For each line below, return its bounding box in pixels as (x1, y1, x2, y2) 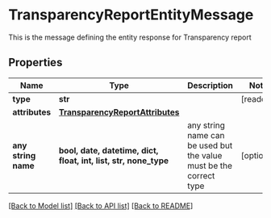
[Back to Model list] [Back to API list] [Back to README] (8, 200, 194, 211)
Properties (8, 56, 63, 69)
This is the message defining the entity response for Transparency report (8, 32, 252, 42)
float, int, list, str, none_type (59, 155, 169, 166)
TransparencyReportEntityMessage (8, 6, 254, 24)
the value (186, 149, 223, 161)
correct (186, 170, 215, 181)
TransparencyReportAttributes (59, 107, 180, 118)
